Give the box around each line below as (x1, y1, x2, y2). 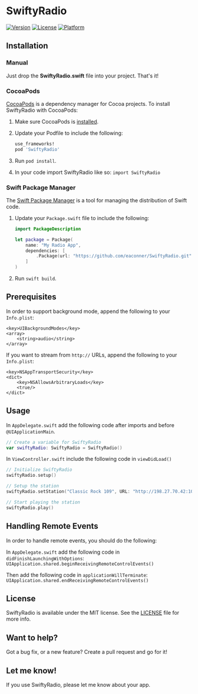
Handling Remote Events (6, 521, 98, 531)
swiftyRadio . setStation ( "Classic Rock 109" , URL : (6, 489, 131, 495)
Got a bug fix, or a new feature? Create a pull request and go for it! (6, 648, 168, 656)
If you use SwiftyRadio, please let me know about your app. (6, 681, 150, 688)
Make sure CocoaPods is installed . (14, 118, 99, 125)
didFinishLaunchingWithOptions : (6, 554, 84, 561)
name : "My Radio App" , (25, 242, 81, 248)
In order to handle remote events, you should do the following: (6, 537, 157, 544)
